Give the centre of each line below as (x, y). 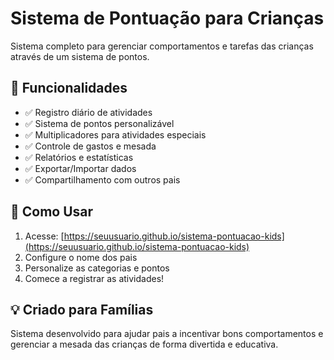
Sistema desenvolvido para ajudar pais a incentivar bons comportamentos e (167, 334)
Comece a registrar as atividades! (94, 278)
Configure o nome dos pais (81, 257)
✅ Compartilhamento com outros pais (102, 179)
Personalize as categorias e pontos (97, 268)
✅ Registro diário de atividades (88, 112)
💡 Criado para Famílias (82, 309)
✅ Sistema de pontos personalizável (99, 123)
